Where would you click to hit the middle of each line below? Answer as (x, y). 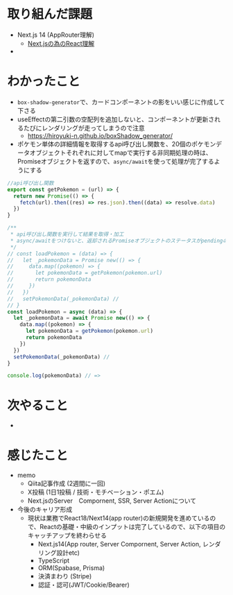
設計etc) (68, 553)
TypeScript (54, 561)
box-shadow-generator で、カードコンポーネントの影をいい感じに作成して (121, 102)
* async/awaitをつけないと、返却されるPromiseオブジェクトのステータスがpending (116, 241)
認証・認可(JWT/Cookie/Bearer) (84, 585)
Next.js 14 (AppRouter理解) (56, 35)
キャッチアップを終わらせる (67, 535)
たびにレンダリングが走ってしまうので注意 (84, 128)
